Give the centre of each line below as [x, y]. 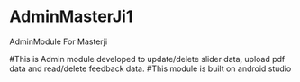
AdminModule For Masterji [59, 41]
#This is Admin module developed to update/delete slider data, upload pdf [147, 59]
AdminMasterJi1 [71, 17]
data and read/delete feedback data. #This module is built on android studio [150, 68]
